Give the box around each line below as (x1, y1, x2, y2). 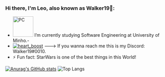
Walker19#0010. (12, 48, 47, 55)
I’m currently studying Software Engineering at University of (34, 32, 160, 38)
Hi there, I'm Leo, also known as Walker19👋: (5, 5, 115, 12)
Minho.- (12, 38, 29, 44)
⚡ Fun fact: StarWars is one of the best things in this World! (12, 54, 136, 60)
